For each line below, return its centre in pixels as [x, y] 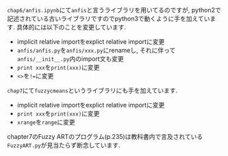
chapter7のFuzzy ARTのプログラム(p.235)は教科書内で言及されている [105, 136]
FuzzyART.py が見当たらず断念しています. [64, 145]
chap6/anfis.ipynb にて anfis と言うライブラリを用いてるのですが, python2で [114, 10]
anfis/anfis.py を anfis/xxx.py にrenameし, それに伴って [96, 50]
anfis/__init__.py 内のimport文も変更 [71, 59]
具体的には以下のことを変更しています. [71, 27]
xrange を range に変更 [46, 122]
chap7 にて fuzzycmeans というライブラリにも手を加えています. [92, 90]
